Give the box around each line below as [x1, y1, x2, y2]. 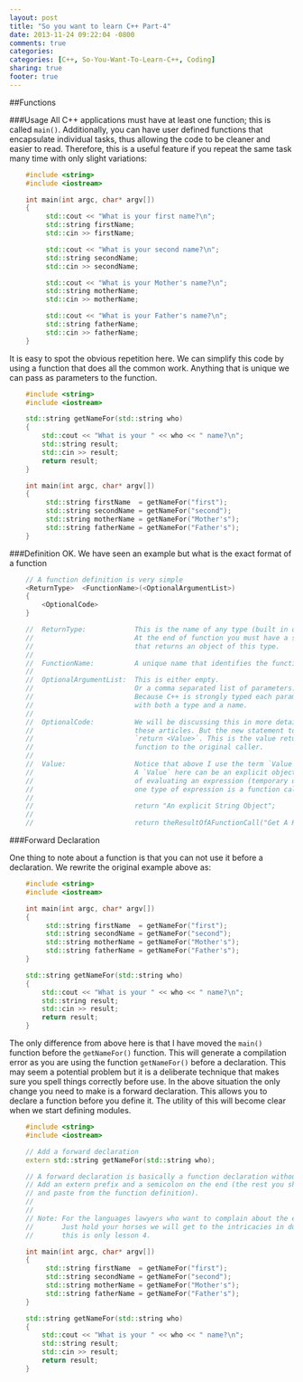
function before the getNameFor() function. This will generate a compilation [9, 1047, 287, 1058]
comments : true [9, 38, 67, 48]
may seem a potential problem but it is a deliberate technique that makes [9, 1066, 280, 1077]
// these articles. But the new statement [25, 725, 284, 735]
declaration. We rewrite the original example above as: [9, 862, 212, 873]
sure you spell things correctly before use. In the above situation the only [9, 1076, 281, 1086]
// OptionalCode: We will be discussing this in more [25, 717, 272, 726]
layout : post [9, 13, 59, 23]
